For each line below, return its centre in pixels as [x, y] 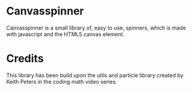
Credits [25, 59]
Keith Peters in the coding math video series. [62, 81]
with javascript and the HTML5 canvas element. [65, 34]
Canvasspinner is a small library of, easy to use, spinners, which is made [96, 28]
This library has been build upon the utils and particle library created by [95, 75]
